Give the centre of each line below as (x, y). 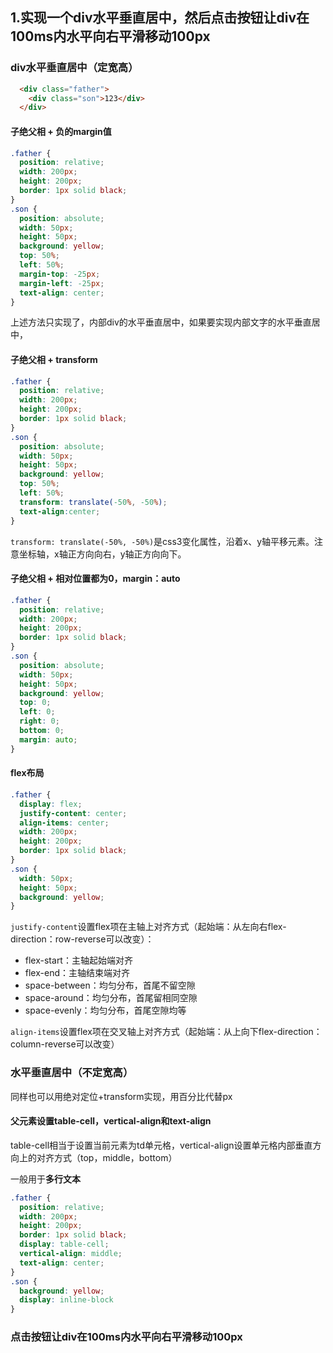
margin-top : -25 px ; (60, 274)
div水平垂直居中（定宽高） (74, 68)
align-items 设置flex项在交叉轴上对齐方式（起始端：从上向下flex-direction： (166, 1032)
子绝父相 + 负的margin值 (61, 131)
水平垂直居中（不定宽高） (72, 1073)
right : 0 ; (39, 721)
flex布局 (27, 773)
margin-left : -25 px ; (62, 283)
